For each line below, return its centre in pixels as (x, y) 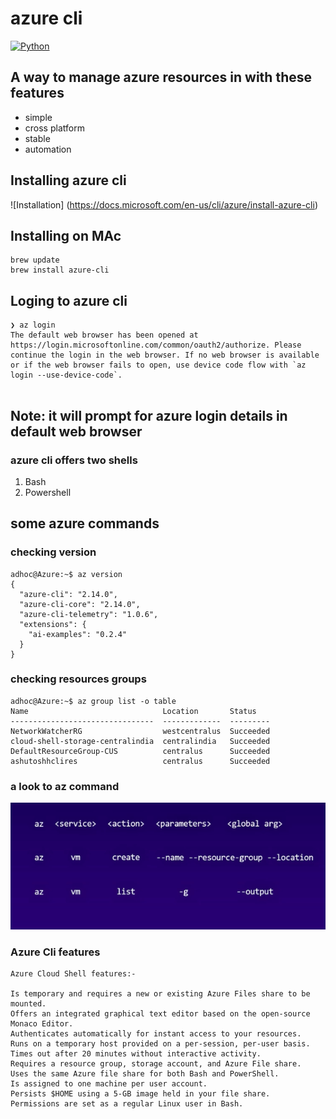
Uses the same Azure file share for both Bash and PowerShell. (145, 1073)
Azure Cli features (55, 952)
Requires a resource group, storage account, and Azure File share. (156, 1063)
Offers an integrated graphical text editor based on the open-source (160, 1013)
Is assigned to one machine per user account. (109, 1083)
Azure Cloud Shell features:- (73, 973)
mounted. (28, 1003)
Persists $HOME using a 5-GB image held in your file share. (140, 1093)
